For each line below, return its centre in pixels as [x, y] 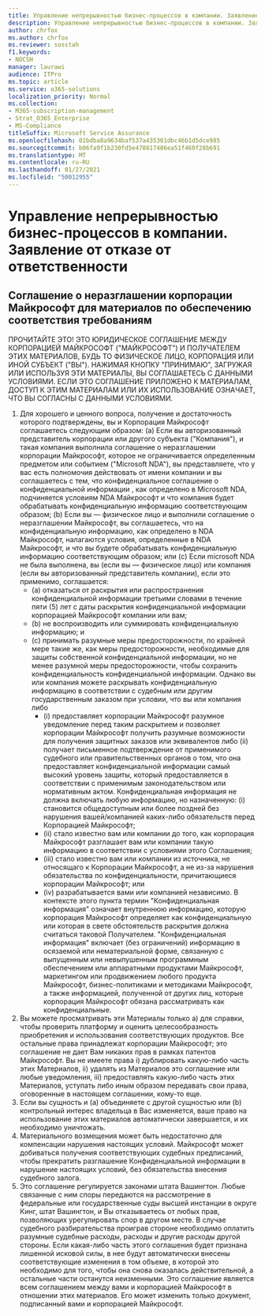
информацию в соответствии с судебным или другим [122, 690]
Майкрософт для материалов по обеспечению [130, 308]
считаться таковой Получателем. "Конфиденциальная [134, 934]
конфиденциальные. [77, 1009]
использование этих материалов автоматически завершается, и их [134, 1118]
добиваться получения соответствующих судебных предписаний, [131, 1152]
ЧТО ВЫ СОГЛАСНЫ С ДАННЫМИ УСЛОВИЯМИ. [91, 398]
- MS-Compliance [35, 126]
